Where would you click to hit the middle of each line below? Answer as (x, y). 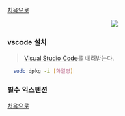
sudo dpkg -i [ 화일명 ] (43, 71)
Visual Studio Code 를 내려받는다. (69, 58)
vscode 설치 (27, 42)
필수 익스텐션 (27, 90)
